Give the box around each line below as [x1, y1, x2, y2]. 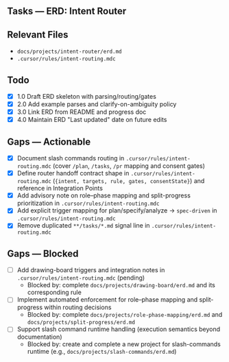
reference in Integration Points [16, 184, 103, 193]
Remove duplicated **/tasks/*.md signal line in [16, 221, 150, 230]
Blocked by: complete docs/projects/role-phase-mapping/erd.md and [27, 311, 223, 319]
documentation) [16, 333, 62, 341]
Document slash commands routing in [16, 154, 125, 162]
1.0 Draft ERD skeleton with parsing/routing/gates [16, 93, 156, 101]
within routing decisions [44, 303, 112, 311]
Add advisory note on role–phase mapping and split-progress [16, 191, 191, 200]
